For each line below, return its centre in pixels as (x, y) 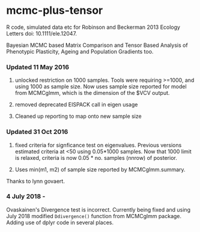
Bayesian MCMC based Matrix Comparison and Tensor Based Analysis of (97, 45)
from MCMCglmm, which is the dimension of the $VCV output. (92, 93)
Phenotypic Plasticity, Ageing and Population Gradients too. (80, 51)
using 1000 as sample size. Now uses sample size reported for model (101, 87)
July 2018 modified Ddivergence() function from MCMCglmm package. (94, 216)
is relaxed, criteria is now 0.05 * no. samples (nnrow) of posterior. (96, 157)
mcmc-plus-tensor (55, 11)
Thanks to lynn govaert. (35, 181)
